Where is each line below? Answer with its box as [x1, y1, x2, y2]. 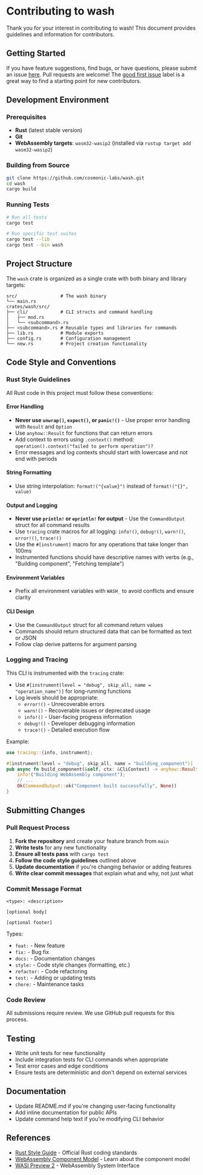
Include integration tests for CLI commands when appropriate [14, 1056, 169, 1064]
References [6, 1133, 51, 1143]
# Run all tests [6, 214, 47, 220]
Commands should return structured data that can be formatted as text [14, 627, 192, 635]
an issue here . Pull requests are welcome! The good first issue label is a [6, 71, 185, 78]
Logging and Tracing [6, 655, 68, 664]
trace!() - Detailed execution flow [24, 726, 110, 733]
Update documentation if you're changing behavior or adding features [14, 863, 192, 870]
